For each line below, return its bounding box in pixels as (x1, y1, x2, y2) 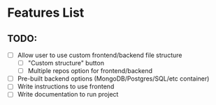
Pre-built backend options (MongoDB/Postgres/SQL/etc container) (17, 74, 210, 83)
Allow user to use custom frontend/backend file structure (17, 51, 182, 59)
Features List (7, 5, 85, 21)
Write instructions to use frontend (17, 82, 115, 91)
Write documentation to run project (17, 90, 119, 99)
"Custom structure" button (27, 59, 105, 67)
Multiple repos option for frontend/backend (27, 67, 152, 75)
